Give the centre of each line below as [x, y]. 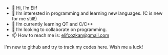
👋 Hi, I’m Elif [24, 8]
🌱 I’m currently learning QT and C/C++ [52, 24]
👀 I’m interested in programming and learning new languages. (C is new [87, 13]
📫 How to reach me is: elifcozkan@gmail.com [60, 35]
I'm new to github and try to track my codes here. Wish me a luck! [74, 47]
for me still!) [24, 19]
